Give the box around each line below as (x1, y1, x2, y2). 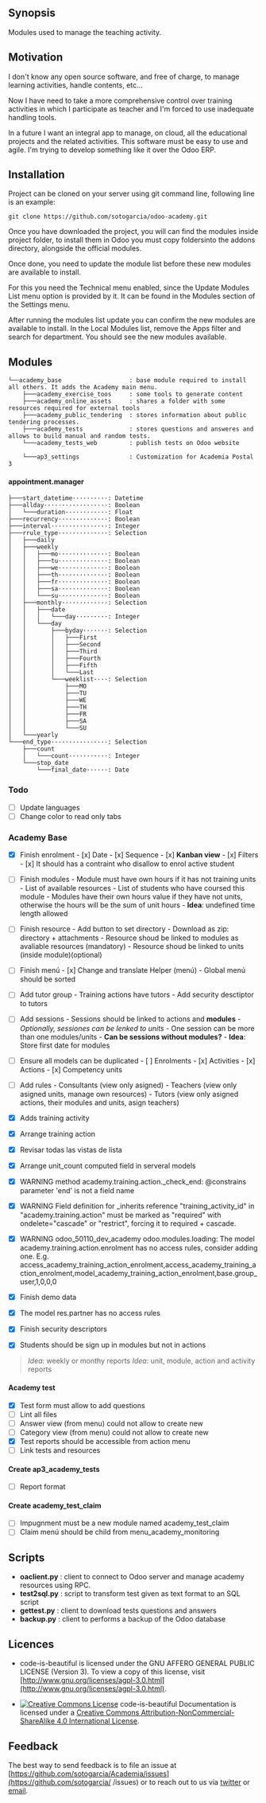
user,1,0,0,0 (19, 1277, 57, 1286)
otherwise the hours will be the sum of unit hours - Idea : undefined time (19, 900, 256, 910)
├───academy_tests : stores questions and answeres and (22, 425, 254, 433)
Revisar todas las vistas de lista (19, 1145, 123, 1154)
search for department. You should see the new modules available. (8, 332, 227, 341)
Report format (19, 1482, 66, 1492)
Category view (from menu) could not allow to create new (19, 1427, 209, 1437)
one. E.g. (19, 1251, 49, 1261)
